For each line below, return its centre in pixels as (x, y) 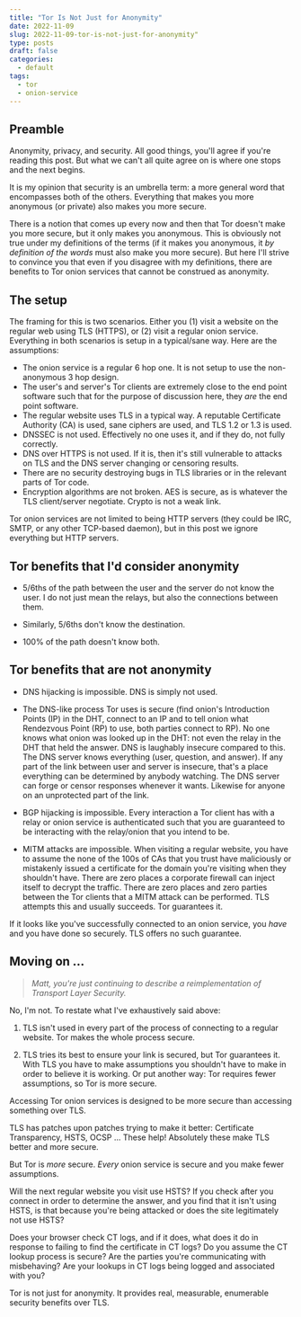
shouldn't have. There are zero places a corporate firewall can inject (149, 877)
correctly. (40, 444)
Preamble (37, 129)
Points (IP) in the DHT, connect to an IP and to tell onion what (135, 718)
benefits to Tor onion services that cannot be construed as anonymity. (139, 271)
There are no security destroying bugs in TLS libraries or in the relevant (155, 473)
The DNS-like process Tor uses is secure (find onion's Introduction (146, 709)
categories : (31, 59)
